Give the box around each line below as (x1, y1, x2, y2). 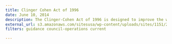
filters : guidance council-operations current (5, 27, 106, 32)
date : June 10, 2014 (5, 12, 50, 17)
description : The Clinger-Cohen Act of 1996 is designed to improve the (5, 17, 164, 22)
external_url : (5, 21, 36, 27)
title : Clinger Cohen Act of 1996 (5, 7, 79, 13)
